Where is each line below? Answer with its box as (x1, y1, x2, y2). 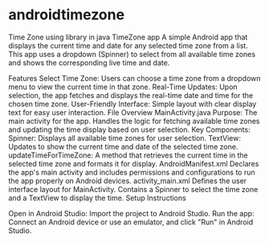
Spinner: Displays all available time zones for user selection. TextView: (8, 133, 241, 142)
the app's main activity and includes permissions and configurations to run (8, 167, 255, 177)
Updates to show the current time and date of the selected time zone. (8, 142, 238, 151)
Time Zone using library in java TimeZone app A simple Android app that (8, 32, 248, 42)
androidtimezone (8, 6, 125, 24)
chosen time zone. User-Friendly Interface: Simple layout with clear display (8, 99, 257, 109)
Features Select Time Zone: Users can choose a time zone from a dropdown (8, 73, 261, 83)
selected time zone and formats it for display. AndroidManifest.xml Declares (8, 158, 259, 168)
